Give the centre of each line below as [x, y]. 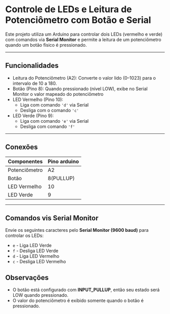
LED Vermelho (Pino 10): [38, 99]
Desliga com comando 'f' [48, 126]
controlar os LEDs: [25, 236]
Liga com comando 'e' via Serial [54, 121]
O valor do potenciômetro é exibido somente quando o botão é [78, 301]
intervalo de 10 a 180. [35, 83]
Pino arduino [63, 161]
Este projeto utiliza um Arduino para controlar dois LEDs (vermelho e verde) [84, 34]
